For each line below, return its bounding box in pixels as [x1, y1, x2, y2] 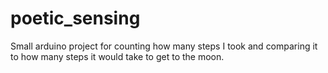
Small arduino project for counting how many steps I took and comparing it [10, 40, 318, 52]
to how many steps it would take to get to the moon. [10, 50, 225, 62]
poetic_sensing [10, 7, 141, 30]
